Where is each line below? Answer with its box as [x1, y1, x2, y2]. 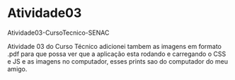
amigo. [7, 64, 28, 73]
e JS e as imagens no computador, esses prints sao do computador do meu [7, 57, 229, 65]
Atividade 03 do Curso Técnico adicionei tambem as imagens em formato [7, 42, 222, 50]
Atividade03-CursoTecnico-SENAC [7, 28, 110, 37]
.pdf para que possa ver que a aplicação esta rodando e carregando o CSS [7, 50, 227, 58]
